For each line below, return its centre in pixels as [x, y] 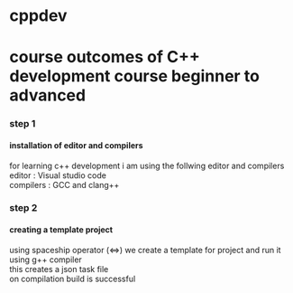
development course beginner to [134, 76]
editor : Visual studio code [58, 175]
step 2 [23, 208]
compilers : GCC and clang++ [64, 184]
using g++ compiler [46, 260]
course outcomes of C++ [105, 57]
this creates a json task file [59, 269]
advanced [48, 95]
